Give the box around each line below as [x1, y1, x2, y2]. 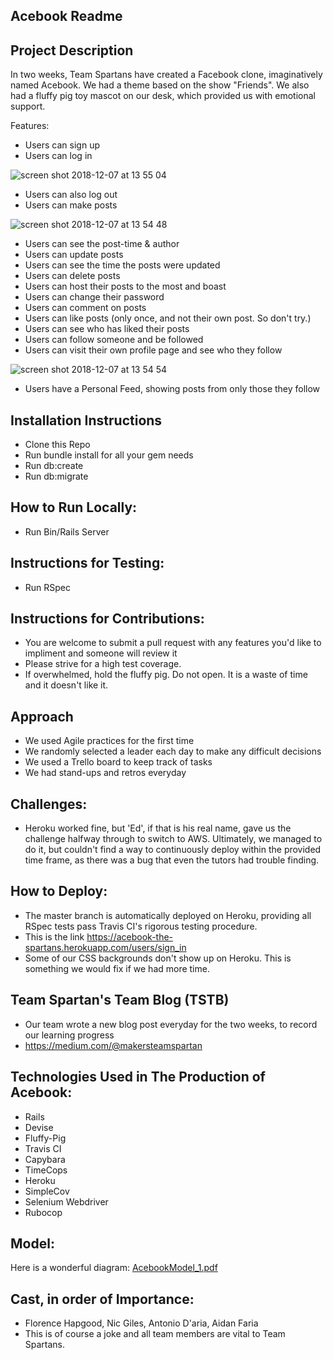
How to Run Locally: [10, 499, 138, 516]
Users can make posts [24, 199, 118, 211]
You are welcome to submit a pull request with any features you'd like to [24, 637, 322, 649]
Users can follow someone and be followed [24, 334, 204, 346]
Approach [10, 708, 74, 725]
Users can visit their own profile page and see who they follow [24, 344, 283, 356]
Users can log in [24, 150, 93, 162]
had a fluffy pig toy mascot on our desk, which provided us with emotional [10, 90, 316, 102]
